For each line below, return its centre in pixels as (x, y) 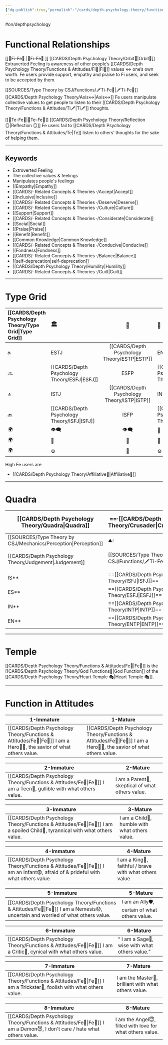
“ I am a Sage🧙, (136, 939)
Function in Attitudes (49, 704)
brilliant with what (137, 984)
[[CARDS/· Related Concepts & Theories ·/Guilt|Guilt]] (67, 272)
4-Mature (139, 851)
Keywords (21, 158)
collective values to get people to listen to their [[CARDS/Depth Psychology (82, 102)
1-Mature (123, 720)
